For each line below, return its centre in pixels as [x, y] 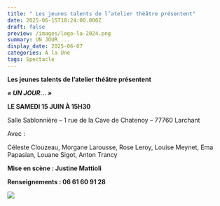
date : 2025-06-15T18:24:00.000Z [54, 20]
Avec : [16, 133]
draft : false [26, 27]
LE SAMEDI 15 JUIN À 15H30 [49, 107]
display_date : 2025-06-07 [45, 46]
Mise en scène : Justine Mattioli [54, 168]
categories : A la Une [39, 53]
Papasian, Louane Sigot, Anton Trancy [62, 154]
